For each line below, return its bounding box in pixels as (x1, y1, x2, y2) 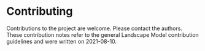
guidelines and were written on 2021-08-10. (6, 37, 117, 45)
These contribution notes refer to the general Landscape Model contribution (6, 31, 199, 38)
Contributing (6, 4, 73, 18)
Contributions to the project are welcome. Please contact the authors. (6, 25, 183, 32)
